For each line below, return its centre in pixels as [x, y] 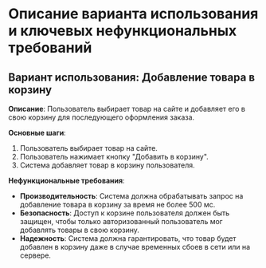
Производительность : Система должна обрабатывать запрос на [131, 196]
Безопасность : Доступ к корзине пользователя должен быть [125, 213]
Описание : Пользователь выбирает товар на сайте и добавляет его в [127, 109]
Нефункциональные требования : [66, 181]
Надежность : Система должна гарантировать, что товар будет [128, 238]
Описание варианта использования [133, 14]
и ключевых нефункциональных [123, 31]
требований [50, 48]
